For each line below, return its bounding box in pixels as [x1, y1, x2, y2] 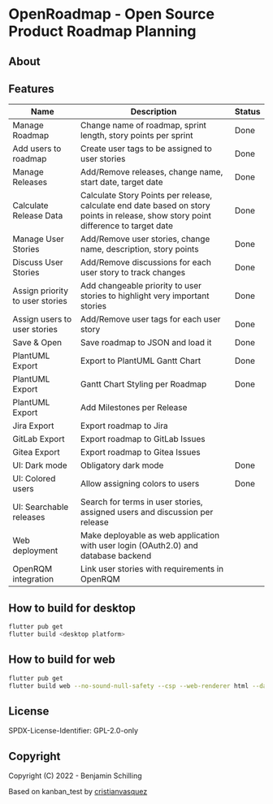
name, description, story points [80, 244, 199, 255]
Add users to [12, 143, 62, 154]
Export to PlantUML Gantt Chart [80, 355, 201, 366]
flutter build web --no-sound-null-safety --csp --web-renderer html [8, 681, 249, 690]
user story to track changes [80, 267, 186, 279]
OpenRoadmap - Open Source [8, 5, 215, 24]
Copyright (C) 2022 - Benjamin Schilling [8, 771, 142, 780]
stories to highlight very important [80, 290, 210, 301]
